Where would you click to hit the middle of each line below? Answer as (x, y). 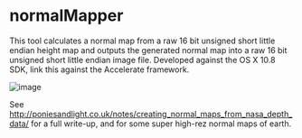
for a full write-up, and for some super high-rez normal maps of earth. (161, 124)
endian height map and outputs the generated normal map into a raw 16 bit (148, 50)
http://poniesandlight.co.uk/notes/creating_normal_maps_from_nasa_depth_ (151, 114)
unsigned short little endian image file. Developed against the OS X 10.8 (142, 60)
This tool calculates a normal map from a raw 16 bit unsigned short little (142, 41)
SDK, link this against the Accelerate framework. (99, 69)
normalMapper (66, 16)
